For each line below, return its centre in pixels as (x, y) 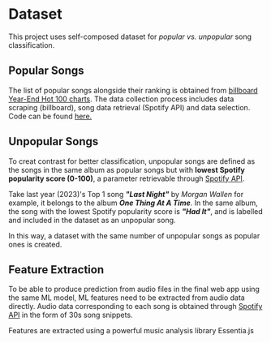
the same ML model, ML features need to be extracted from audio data (127, 298)
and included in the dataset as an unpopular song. (92, 220)
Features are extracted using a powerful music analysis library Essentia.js (131, 331)
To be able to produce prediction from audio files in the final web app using (134, 289)
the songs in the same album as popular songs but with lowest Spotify (127, 169)
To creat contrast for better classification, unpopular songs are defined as (132, 161)
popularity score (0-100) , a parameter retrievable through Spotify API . (127, 178)
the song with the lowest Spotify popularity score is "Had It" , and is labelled (136, 211)
